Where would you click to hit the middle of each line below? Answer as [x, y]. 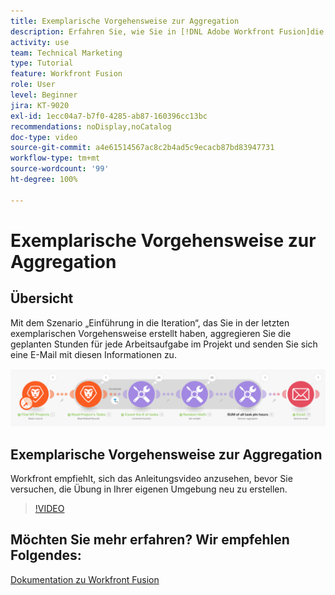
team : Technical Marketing [66, 53]
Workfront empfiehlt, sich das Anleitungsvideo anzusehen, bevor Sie [151, 478]
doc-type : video [44, 137]
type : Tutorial [42, 63]
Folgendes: [46, 555]
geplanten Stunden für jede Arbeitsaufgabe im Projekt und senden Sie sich [164, 344]
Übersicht [42, 298]
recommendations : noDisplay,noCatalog [91, 126]
